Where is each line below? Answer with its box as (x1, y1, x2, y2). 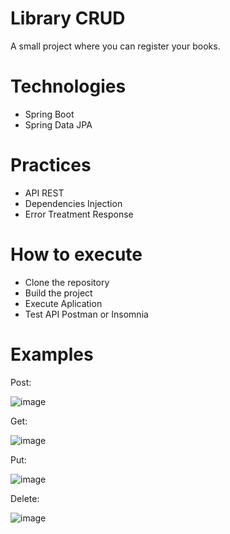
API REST (24, 187, 65, 199)
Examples (10, 343, 94, 366)
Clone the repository (24, 276, 110, 288)
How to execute (10, 243, 143, 266)
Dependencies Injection (24, 197, 123, 209)
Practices (10, 154, 92, 177)
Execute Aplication (24, 297, 103, 309)
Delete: (10, 492, 40, 504)
